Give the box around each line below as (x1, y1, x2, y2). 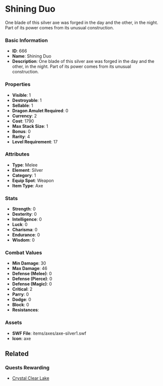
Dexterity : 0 (12, 211, 37, 217)
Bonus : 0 (12, 128, 31, 134)
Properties (5, 81, 31, 88)
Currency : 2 (12, 113, 37, 119)
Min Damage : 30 (12, 260, 46, 266)
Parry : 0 (12, 291, 29, 297)
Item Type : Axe (12, 183, 43, 188)
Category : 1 (12, 172, 36, 178)
